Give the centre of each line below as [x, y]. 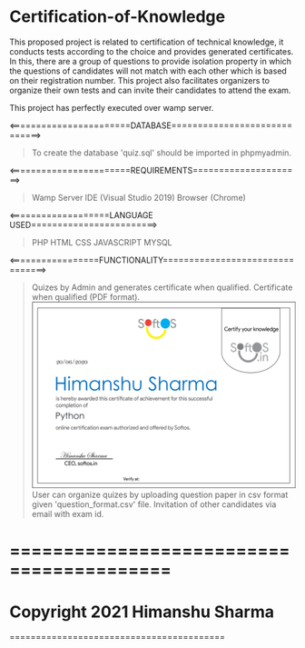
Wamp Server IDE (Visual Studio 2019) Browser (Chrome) [139, 197]
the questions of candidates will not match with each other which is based [148, 71]
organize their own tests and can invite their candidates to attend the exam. [150, 90]
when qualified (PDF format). [86, 296]
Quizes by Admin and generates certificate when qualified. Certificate [162, 287]
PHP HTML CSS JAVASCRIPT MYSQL [102, 242]
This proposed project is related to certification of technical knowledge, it [147, 42]
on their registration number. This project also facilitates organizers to [140, 80]
